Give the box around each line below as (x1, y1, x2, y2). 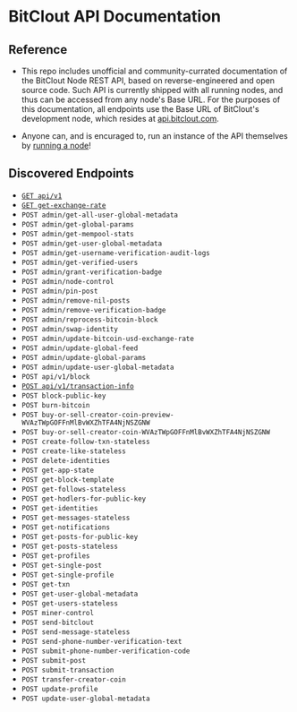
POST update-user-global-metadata (21, 694, 150, 703)
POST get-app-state (21, 466, 95, 475)
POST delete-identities (21, 456, 111, 465)
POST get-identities (21, 503, 98, 512)
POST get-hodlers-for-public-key (21, 494, 147, 503)
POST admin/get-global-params (21, 219, 135, 229)
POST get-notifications (21, 522, 111, 532)
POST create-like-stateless (21, 446, 126, 456)
